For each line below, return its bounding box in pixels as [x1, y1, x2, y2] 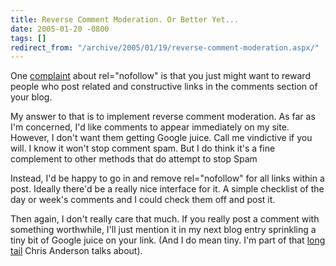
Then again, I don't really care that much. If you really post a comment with [10, 213, 320, 225]
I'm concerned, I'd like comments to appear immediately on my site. [10, 121, 290, 133]
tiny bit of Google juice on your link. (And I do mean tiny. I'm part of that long [10, 234, 326, 246]
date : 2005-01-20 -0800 [10, 24, 110, 34]
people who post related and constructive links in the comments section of [10, 81, 318, 93]
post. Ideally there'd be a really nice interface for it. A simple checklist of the [10, 183, 325, 195]
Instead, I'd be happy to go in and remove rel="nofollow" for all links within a [10, 172, 325, 185]
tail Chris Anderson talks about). [10, 245, 143, 257]
